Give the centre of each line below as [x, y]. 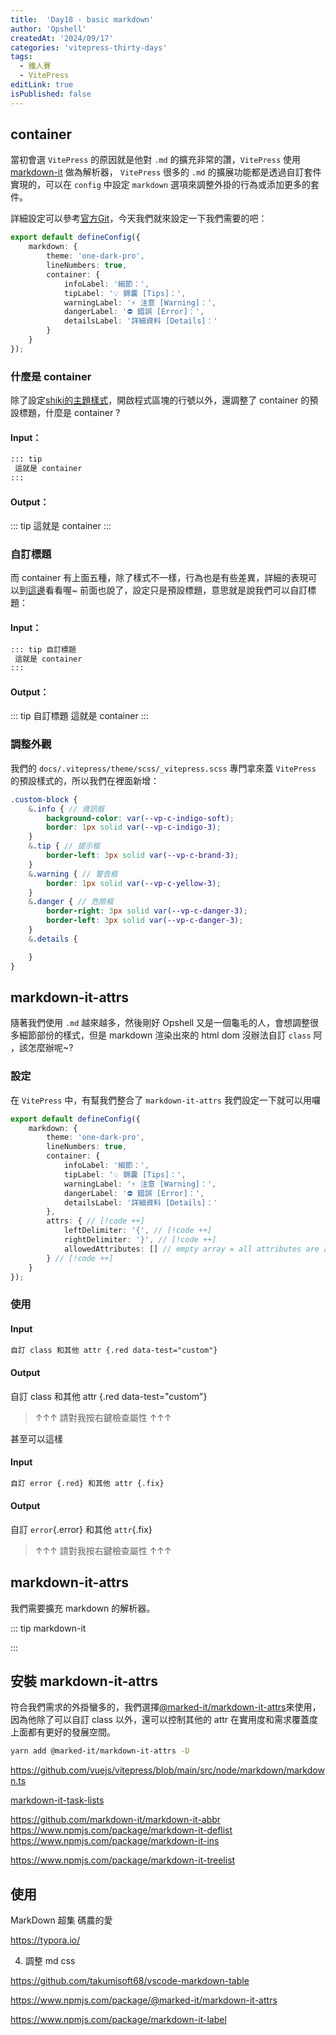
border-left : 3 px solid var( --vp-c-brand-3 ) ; [143, 856]
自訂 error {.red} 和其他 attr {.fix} [87, 1483]
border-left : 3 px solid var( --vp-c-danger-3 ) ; [145, 921]
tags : [21, 57]
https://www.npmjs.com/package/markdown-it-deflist [121, 1830]
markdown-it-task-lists [57, 1800]
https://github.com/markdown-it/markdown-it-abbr [116, 1820]
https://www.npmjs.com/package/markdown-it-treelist [123, 1860]
